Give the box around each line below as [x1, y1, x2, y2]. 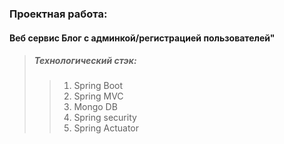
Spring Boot [73, 80, 124, 92]
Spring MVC [73, 90, 124, 102]
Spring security [73, 112, 137, 124]
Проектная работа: [9, 7, 108, 21]
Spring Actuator [73, 122, 140, 134]
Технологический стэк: [33, 55, 137, 67]
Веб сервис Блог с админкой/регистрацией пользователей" [9, 32, 276, 44]
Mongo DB [73, 101, 118, 113]
